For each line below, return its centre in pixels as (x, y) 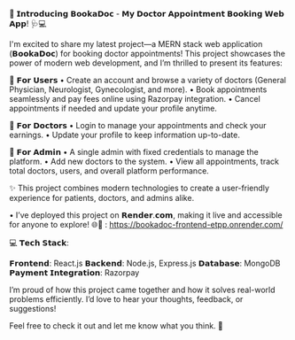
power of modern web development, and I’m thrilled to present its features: (146, 63)
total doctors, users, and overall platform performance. (109, 171)
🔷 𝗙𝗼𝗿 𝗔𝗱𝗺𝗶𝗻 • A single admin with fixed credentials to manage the (134, 152)
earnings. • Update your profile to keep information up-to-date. (125, 135)
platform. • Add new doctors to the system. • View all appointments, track (144, 161)
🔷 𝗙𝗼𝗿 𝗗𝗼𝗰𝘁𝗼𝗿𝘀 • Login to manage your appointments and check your (138, 125)
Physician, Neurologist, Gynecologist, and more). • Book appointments (138, 89)
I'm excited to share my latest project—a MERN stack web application (136, 44)
